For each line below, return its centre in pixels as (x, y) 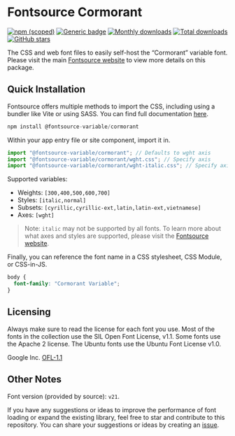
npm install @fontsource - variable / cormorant (73, 127)
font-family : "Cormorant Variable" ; (67, 284)
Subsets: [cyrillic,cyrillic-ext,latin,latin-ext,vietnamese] (109, 208)
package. (21, 67)
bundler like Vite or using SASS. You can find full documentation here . (108, 113)
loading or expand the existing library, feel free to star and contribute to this (116, 417)
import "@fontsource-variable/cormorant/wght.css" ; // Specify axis (109, 159)
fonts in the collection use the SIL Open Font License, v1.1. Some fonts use (114, 336)
